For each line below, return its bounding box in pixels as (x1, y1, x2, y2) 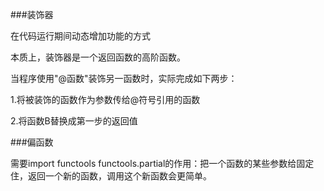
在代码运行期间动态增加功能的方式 (10, 30, 151, 42)
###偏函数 (10, 136, 54, 148)
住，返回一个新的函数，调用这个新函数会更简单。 (10, 170, 212, 182)
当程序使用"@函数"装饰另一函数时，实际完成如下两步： (10, 73, 238, 84)
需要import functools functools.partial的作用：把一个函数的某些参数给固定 (10, 158, 315, 169)
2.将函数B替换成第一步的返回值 (10, 115, 138, 127)
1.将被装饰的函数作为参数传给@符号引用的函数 (10, 94, 201, 105)
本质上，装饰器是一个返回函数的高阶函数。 (10, 51, 186, 63)
